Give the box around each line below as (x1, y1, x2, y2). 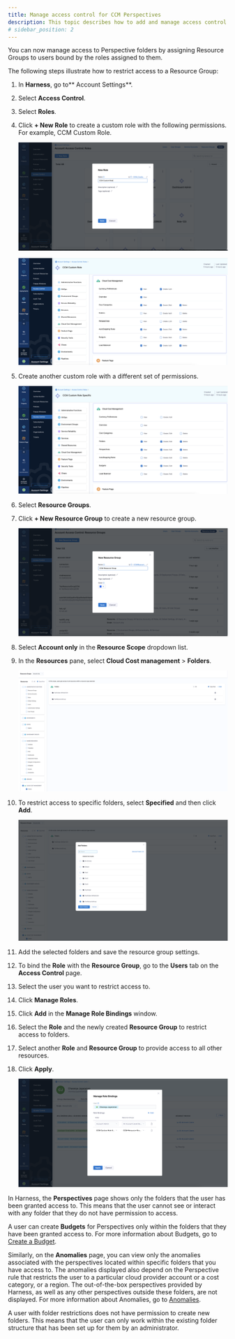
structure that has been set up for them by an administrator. (8, 1324, 180, 1332)
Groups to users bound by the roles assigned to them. (8, 53, 163, 62)
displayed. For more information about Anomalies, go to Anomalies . (8, 1295, 202, 1303)
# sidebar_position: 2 (8, 26, 74, 33)
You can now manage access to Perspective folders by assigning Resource (8, 46, 224, 54)
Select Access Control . (17, 94, 86, 103)
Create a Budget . (8, 1237, 57, 1245)
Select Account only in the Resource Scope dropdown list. (17, 643, 188, 651)
